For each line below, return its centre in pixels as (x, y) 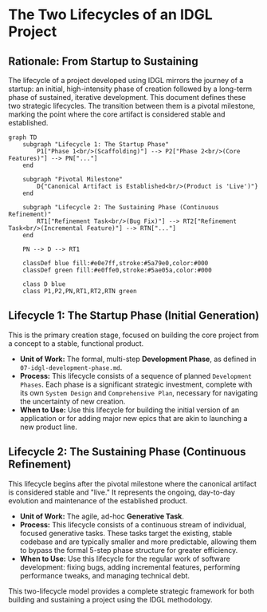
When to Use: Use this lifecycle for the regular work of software (125, 558)
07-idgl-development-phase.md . (71, 367)
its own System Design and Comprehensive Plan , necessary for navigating (139, 392)
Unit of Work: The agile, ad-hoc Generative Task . (102, 516)
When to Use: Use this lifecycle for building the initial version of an (130, 410)
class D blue (44, 284)
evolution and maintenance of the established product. (98, 500)
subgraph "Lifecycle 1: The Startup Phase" (96, 145)
